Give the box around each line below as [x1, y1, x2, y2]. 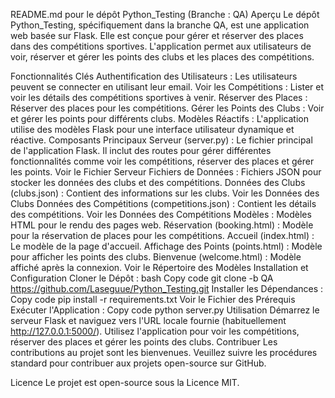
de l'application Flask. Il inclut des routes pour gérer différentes [10, 145, 272, 156]
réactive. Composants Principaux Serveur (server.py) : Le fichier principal [10, 134, 313, 146]
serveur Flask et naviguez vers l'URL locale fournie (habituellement [10, 315, 287, 326]
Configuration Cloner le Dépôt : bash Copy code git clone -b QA [10, 272, 274, 284]
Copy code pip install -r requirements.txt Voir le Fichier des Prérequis [10, 294, 296, 305]
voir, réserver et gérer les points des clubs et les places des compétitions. [10, 51, 315, 63]
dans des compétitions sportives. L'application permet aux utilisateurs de [10, 40, 312, 52]
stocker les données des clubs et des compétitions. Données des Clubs [10, 177, 306, 188]
